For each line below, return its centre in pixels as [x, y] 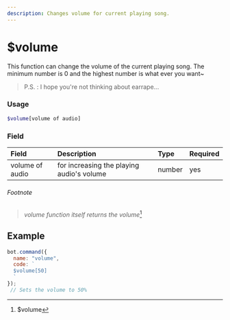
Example [26, 236]
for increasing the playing [98, 165]
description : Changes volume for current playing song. [88, 13]
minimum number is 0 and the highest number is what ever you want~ [106, 73]
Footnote [20, 192]
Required [204, 154]
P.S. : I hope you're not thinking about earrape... [91, 87]
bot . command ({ [27, 252]
